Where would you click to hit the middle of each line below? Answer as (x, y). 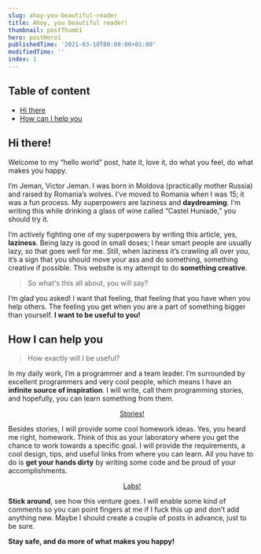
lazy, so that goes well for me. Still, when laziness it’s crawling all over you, (129, 251)
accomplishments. (38, 471)
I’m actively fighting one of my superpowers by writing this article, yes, (123, 234)
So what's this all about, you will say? (88, 283)
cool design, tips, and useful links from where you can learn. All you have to (131, 454)
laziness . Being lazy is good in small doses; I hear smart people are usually (130, 242)
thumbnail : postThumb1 (45, 30)
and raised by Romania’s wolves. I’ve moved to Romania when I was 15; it (127, 194)
